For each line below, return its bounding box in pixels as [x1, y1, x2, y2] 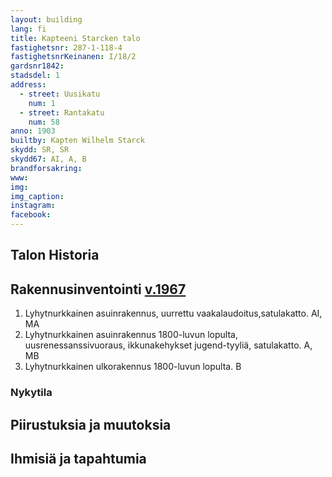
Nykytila [10, 386, 53, 400]
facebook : [10, 210, 52, 220]
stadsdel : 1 [10, 71, 60, 81]
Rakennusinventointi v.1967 [10, 281, 187, 298]
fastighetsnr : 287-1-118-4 [10, 42, 123, 53]
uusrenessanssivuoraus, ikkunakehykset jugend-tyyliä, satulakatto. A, [24, 339, 313, 351]
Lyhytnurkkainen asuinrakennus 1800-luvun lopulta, [24, 329, 238, 341]
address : [10, 80, 47, 90]
